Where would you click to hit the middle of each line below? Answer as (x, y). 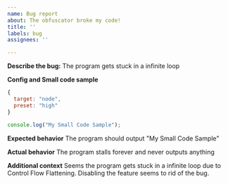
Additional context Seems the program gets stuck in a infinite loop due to (114, 165)
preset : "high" (36, 105)
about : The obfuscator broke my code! (64, 20)
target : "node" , (37, 99)
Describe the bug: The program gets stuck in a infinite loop (94, 66)
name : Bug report (33, 14)
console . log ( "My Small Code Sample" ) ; (64, 125)
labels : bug (25, 33)
